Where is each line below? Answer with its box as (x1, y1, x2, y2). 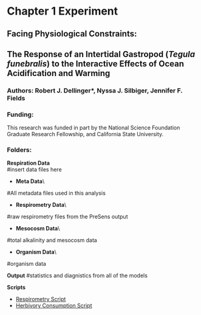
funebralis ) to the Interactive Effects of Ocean (7, 58, 185, 69)
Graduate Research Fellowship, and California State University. (7, 131, 164, 138)
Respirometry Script (15, 296, 66, 303)
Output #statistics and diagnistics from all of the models (7, 272, 148, 279)
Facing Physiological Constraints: (7, 29, 137, 39)
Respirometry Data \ (15, 201, 67, 209)
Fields (7, 94, 26, 102)
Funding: (7, 110, 34, 119)
